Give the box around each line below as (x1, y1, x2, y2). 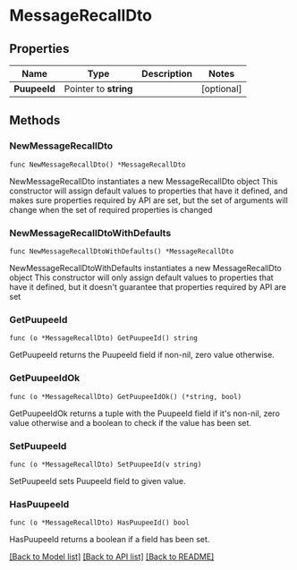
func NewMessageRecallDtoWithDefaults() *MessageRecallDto (9, 247, 234, 256)
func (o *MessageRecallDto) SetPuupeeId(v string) (9, 460, 202, 469)
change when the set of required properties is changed (9, 204, 213, 215)
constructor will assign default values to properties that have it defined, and (9, 185, 288, 196)
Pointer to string (64, 82, 133, 95)
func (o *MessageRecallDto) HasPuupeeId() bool (9, 518, 191, 528)
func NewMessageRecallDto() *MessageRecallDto (9, 160, 186, 169)
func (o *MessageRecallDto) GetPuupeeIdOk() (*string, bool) (9, 392, 242, 401)
